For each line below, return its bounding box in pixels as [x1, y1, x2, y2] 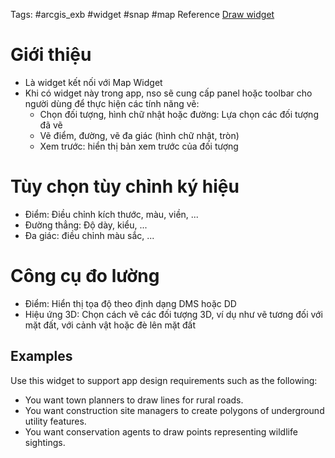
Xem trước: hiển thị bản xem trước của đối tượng [39, 140, 239, 152]
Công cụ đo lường [10, 265, 160, 288]
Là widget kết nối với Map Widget [24, 76, 163, 88]
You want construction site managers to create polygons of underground [24, 404, 325, 416]
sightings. [24, 436, 66, 448]
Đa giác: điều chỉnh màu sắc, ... [24, 229, 155, 241]
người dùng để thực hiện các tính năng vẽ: [24, 97, 200, 109]
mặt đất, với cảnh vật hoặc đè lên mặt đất [24, 319, 197, 331]
